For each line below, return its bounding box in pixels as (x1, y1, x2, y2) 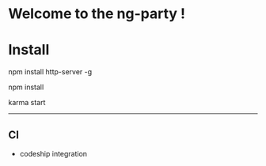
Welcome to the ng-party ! (8, 5, 186, 23)
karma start (8, 98, 46, 108)
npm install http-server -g (8, 67, 93, 77)
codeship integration (19, 149, 88, 158)
